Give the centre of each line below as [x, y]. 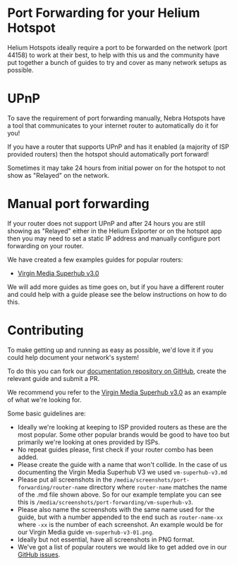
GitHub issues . [39, 554]
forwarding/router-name [53, 487]
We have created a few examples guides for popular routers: [95, 260]
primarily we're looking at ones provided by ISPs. [89, 442]
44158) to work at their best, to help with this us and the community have [114, 55]
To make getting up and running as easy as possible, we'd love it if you [110, 350]
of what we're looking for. [44, 399]
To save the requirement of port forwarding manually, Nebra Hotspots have [116, 118]
